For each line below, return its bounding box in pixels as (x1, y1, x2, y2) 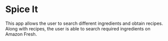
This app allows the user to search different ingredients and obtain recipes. (5, 20, 163, 26)
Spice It (5, 4, 38, 15)
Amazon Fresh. (5, 31, 37, 37)
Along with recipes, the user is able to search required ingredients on (5, 25, 151, 31)
